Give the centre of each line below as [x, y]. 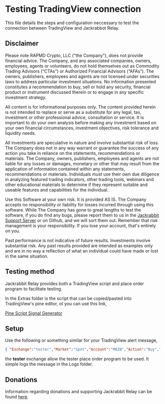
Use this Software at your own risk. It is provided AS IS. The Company [76, 199]
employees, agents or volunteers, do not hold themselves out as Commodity [82, 66]
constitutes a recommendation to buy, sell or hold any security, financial [78, 87]
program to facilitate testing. [34, 289]
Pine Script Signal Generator [34, 313]
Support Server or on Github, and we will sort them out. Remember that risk [82, 220]
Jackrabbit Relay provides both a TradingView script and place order [74, 283]
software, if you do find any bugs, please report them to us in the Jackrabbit [82, 215]
